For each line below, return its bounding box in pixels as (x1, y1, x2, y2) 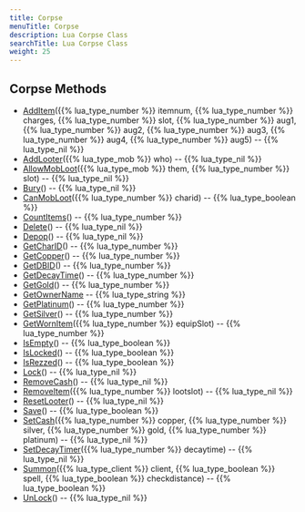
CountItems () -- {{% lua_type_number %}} (22, 211, 183, 222)
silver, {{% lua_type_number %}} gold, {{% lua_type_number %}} (22, 425, 267, 435)
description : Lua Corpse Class (9, 30, 128, 39)
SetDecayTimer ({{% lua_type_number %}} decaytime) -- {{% (22, 444, 253, 455)
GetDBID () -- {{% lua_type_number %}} (22, 260, 171, 271)
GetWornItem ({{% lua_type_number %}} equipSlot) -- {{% (22, 318, 241, 329)
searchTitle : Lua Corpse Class (9, 38, 128, 48)
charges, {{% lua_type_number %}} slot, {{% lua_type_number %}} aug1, (22, 115, 297, 126)
